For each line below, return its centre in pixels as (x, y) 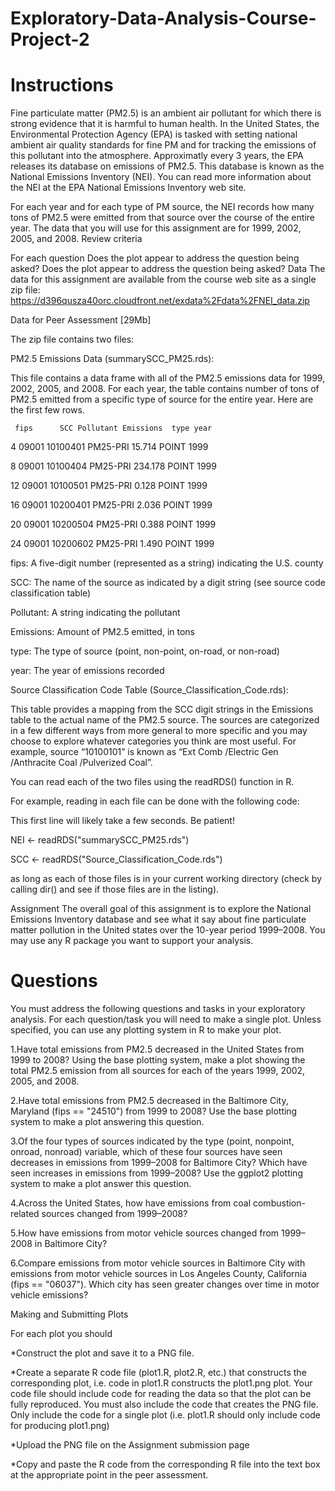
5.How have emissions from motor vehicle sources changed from (145, 1233)
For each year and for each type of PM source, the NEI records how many (162, 207)
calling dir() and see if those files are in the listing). (115, 889)
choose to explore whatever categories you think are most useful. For (153, 741)
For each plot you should (61, 1334)
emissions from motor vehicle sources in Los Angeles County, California (159, 1274)
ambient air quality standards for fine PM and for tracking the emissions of (163, 145)
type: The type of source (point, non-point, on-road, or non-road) (145, 651)
